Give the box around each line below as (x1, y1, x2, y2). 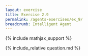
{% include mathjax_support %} (5, 35, 72, 41)
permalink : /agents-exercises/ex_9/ (5, 17, 83, 22)
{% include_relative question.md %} (5, 45, 81, 51)
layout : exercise (5, 7, 42, 13)
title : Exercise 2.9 (5, 12, 49, 17)
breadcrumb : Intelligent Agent (5, 21, 72, 27)
